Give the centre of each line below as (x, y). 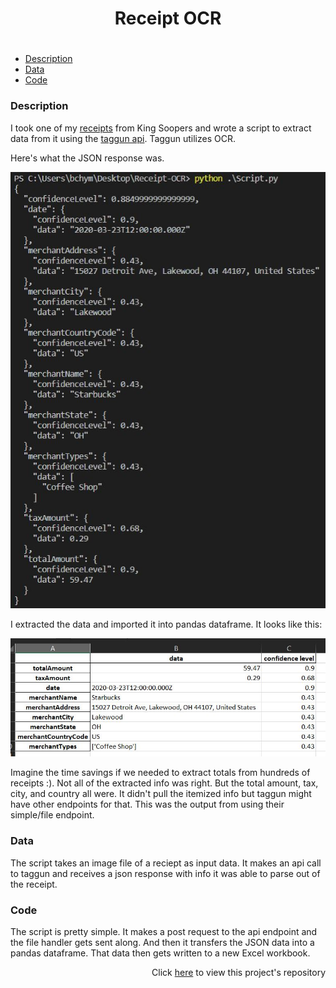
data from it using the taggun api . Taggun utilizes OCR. (123, 138)
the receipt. (34, 884)
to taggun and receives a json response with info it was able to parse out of (165, 873)
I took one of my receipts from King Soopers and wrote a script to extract (161, 128)
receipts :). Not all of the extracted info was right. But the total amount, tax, (164, 783)
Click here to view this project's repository (238, 972)
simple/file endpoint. (52, 815)
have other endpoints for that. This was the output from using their (147, 804)
